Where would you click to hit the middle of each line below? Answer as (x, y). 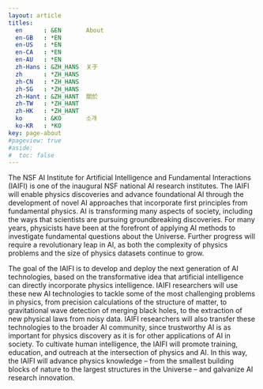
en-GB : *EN (38, 38)
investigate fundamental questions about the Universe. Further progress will (131, 236)
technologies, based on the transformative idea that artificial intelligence (126, 277)
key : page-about (35, 133)
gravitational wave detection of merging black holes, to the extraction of (125, 311)
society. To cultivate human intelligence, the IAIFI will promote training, (123, 344)
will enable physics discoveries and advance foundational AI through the (126, 194)
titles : (21, 23)
